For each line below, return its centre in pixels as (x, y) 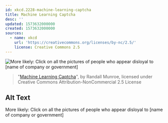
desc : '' (14, 19)
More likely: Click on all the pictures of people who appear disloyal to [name (84, 110)
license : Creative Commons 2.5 (47, 47)
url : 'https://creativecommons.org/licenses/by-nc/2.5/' (75, 43)
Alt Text (18, 98)
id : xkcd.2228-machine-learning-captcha (48, 10)
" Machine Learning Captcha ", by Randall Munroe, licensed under (85, 76)
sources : (14, 33)
